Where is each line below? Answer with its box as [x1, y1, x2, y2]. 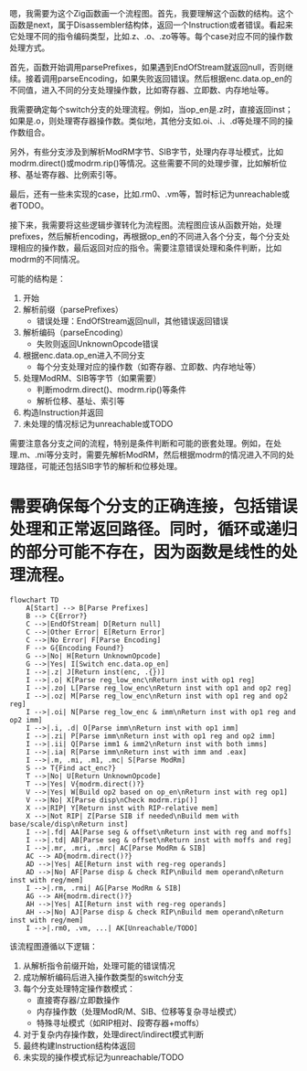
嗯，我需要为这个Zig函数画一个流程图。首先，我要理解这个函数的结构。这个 [9, 8, 294, 18]
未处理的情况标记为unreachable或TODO [22, 419, 174, 429]
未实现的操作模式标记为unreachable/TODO [22, 1051, 185, 1063]
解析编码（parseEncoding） [22, 327, 129, 337]
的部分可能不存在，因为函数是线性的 [9, 542, 282, 562]
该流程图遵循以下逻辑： [9, 940, 98, 951]
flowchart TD [9, 595, 59, 605]
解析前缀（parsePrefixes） [22, 305, 123, 315]
